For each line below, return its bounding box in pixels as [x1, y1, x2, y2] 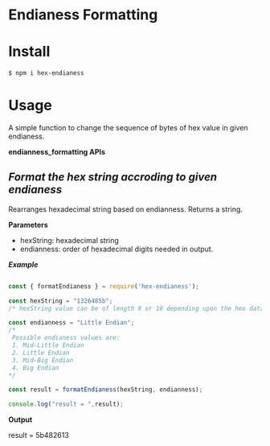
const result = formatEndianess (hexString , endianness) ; [8, 386, 203, 394]
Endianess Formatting [8, 6, 158, 24]
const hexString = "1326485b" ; [8, 296, 113, 305]
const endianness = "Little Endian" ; [8, 319, 135, 327]
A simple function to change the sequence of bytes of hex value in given [8, 122, 248, 132]
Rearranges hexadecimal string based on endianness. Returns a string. [8, 204, 243, 214]
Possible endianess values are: [11, 334, 121, 342]
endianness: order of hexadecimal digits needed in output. [19, 244, 214, 254]
